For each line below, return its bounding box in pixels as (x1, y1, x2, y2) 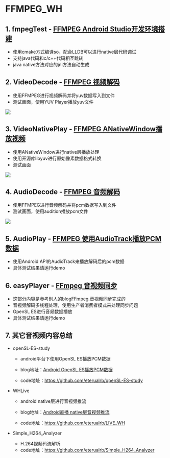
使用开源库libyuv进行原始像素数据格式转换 (12, 155, 102, 161)
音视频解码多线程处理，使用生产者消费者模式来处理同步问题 (12, 302, 138, 308)
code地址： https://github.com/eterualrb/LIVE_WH (20, 420, 125, 426)
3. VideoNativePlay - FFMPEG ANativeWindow (5, 125, 156, 133)
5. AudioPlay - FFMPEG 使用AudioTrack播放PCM (5, 234, 162, 243)
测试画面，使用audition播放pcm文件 (12, 208, 88, 214)
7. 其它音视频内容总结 (5, 331, 72, 340)
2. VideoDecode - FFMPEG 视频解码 (5, 78, 120, 87)
